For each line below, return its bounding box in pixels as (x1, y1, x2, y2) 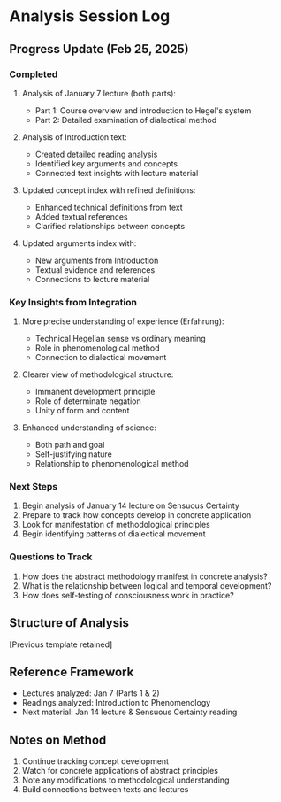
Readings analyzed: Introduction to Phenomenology (21, 698, 211, 708)
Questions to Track (9, 551, 93, 563)
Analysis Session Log (9, 6, 171, 27)
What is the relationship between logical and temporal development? (21, 580, 272, 590)
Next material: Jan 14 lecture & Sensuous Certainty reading (21, 706, 238, 718)
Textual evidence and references (34, 264, 156, 275)
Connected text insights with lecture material (34, 167, 199, 178)
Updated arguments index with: (21, 237, 137, 249)
